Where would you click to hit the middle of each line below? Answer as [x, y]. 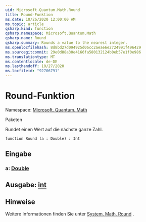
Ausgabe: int [26, 185]
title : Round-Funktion [29, 15]
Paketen [14, 120]
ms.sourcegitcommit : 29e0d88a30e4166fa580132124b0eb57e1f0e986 [73, 52]
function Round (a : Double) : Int [43, 138]
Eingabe [18, 154]
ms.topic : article [25, 24]
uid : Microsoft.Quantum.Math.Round [43, 10]
